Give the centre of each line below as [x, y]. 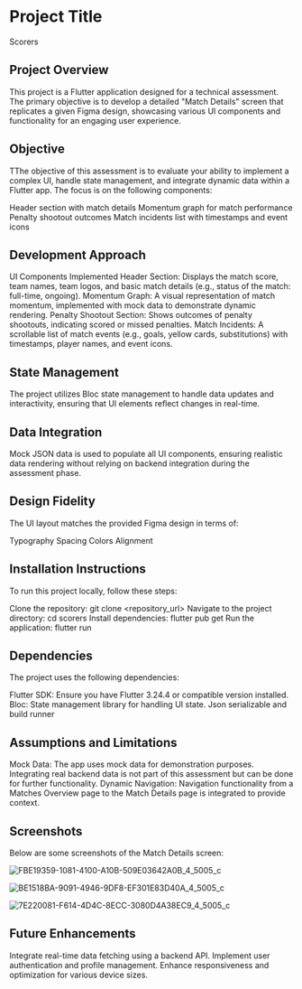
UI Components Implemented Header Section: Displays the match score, [144, 276]
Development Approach [78, 255]
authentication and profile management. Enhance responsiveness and [139, 965]
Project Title [56, 17]
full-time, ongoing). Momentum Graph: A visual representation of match [142, 296]
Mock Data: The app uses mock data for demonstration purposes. [132, 764]
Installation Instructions [78, 569]
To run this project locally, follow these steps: [93, 591]
